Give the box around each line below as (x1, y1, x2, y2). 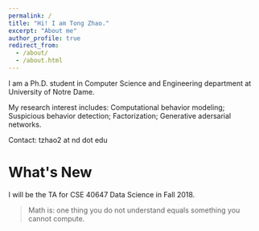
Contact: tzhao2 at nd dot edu (8, 135, 108, 144)
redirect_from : (8, 42, 60, 50)
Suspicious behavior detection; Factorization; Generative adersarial (8, 111, 232, 120)
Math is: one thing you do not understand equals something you (27, 205, 240, 215)
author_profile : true (8, 34, 81, 43)
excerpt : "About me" (8, 26, 78, 34)
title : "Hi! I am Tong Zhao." (8, 19, 110, 27)
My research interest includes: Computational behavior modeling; (8, 102, 225, 112)
